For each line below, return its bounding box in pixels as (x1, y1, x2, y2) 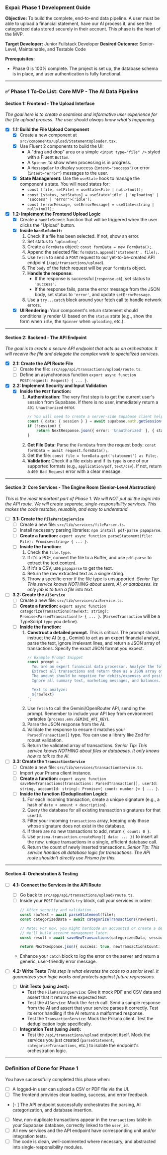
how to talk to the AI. (27, 753, 70, 759)
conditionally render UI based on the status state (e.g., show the (19, 313, 153, 319)
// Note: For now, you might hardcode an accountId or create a (19, 926, 156, 931)
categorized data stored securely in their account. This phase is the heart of (5, 26, 161, 32)
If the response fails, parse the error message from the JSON (34, 286, 160, 292)
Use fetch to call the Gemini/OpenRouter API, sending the (27, 706, 146, 712)
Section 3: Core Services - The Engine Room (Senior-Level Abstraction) (5, 484, 156, 490)
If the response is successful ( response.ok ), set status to (34, 275, 151, 281)
